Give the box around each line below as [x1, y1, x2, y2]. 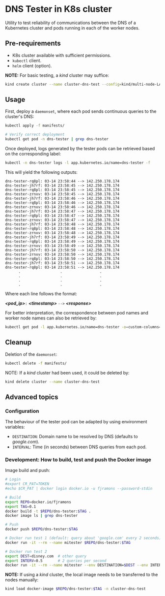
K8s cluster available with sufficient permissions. [12, 52, 111, 58]
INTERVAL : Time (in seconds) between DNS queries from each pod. [12, 444, 147, 450]
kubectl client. [12, 58, 42, 63]
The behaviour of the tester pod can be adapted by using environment [5, 419, 147, 425]
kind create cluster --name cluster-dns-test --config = [5, 82, 122, 87]
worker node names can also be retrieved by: [5, 315, 97, 321]
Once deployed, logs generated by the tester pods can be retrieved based [5, 146, 155, 152]
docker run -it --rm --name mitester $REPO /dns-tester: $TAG [5, 540, 131, 545]
